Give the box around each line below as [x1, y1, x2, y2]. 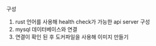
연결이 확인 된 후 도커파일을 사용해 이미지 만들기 [15, 33, 129, 41]
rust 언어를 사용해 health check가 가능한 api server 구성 [15, 18, 151, 25]
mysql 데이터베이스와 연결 [15, 26, 78, 33]
